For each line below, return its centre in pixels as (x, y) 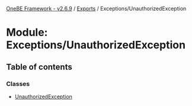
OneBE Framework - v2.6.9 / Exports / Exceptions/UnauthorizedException (96, 9)
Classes (18, 83)
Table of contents (39, 67)
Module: (27, 33)
